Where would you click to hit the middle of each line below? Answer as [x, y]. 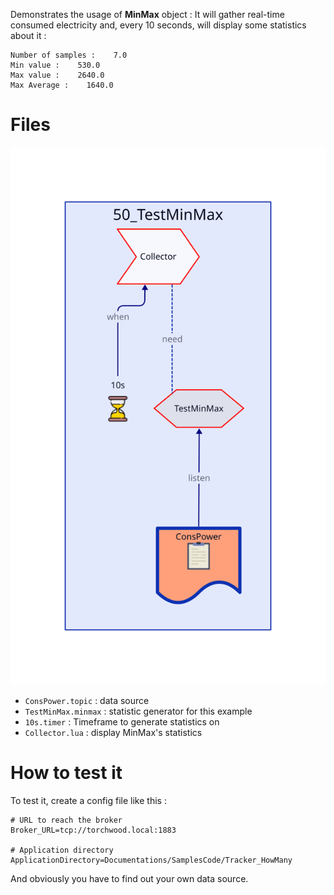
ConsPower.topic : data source [87, 701]
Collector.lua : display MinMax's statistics [113, 733]
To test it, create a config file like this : [88, 801]
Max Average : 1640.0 [62, 85]
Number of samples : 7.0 [69, 55]
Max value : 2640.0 [57, 75]
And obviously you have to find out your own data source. [129, 879]
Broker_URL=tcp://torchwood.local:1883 [93, 830]
